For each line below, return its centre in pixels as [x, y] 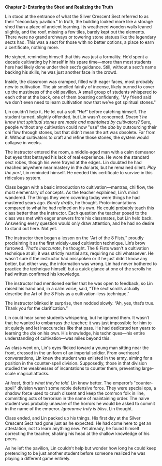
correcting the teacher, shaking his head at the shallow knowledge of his [77, 433]
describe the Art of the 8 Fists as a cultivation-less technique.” [67, 294]
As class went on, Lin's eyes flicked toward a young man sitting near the [77, 348]
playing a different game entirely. [38, 458]
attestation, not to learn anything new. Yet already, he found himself [72, 428]
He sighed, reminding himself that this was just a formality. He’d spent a [76, 57]
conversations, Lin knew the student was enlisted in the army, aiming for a [79, 358]
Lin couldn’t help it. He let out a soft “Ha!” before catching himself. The [76, 112]
